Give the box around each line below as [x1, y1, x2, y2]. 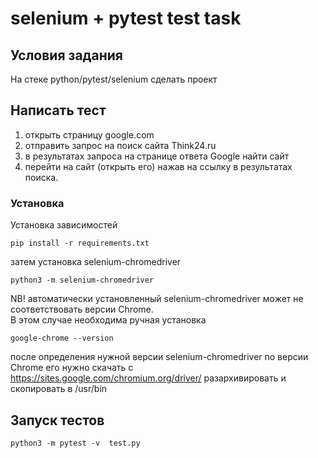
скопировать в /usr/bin [10, 383, 108, 395]
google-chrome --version [10, 333, 114, 344]
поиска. [24, 171, 59, 183]
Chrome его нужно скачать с [10, 362, 134, 374]
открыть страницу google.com [24, 128, 155, 141]
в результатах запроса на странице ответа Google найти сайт [24, 150, 290, 162]
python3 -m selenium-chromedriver [10, 275, 155, 286]
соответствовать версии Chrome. [10, 303, 154, 316]
